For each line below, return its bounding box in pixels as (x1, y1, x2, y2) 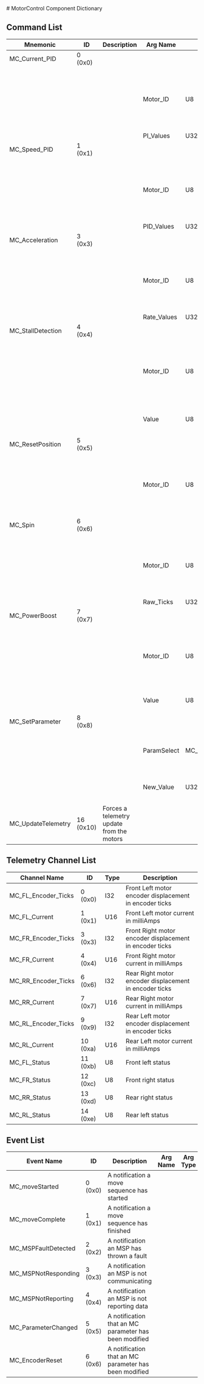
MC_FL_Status (9, 1058, 50, 1066)
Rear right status (125, 1093, 173, 1101)
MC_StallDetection (9, 326, 62, 335)
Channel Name (20, 873, 64, 882)
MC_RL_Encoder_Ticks (9, 1019, 75, 1027)
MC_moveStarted (9, 1182, 59, 1191)
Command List (6, 23, 63, 33)
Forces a (102, 804, 127, 812)
